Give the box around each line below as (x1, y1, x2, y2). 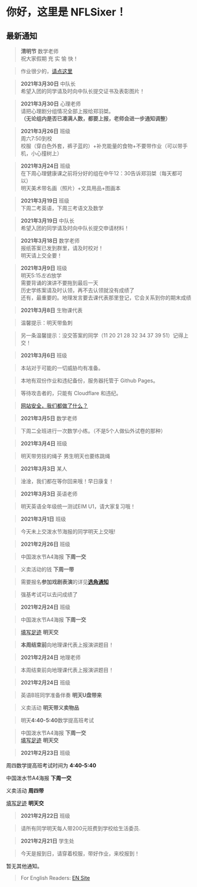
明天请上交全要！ (20, 252, 63, 259)
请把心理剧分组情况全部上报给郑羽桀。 (20, 108, 114, 114)
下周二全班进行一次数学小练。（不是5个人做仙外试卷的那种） (20, 428, 166, 434)
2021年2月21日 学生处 (20, 837, 75, 844)
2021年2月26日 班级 (20, 541, 71, 548)
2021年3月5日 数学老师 (20, 415, 78, 422)
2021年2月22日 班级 (20, 812, 71, 819)
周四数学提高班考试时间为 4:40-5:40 (6, 762, 96, 769)
